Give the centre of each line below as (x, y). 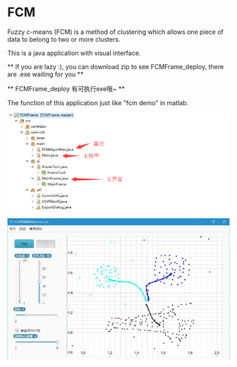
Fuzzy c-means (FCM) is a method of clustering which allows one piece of (116, 32)
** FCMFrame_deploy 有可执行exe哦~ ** (66, 88)
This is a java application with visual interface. (74, 53)
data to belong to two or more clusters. (64, 39)
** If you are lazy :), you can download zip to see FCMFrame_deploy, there (116, 66)
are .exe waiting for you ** (45, 74)
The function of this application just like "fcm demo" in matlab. (98, 102)
